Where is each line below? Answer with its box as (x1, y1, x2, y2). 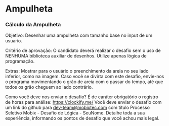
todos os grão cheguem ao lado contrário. (5, 84, 93, 90)
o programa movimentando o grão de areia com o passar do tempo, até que (5, 79, 163, 85)
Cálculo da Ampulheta (5, 21, 61, 28)
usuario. (5, 38, 23, 44)
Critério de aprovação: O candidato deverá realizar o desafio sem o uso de (5, 47, 161, 53)
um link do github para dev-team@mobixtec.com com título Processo (5, 104, 150, 111)
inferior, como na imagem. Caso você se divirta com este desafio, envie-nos (5, 74, 164, 80)
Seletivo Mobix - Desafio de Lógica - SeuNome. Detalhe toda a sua (5, 110, 145, 116)
